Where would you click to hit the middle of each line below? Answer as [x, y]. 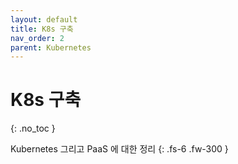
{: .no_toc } [33, 128]
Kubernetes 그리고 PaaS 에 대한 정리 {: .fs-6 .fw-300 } [119, 149]
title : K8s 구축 [42, 29]
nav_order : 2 [37, 38]
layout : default [44, 19]
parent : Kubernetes [51, 47]
